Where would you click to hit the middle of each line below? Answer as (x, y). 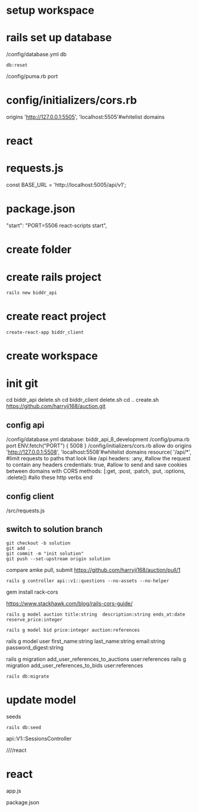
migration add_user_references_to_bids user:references (75, 665)
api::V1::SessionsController (39, 739)
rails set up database (59, 38)
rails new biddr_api (32, 293)
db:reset (17, 65)
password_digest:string (35, 647)
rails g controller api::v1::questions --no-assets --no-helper (88, 581)
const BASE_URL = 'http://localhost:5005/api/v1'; (66, 185)
